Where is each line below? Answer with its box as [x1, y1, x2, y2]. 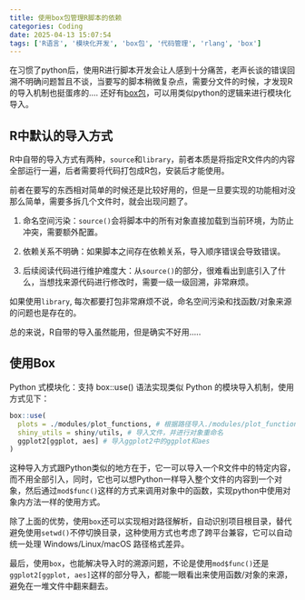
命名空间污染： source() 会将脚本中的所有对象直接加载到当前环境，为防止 [22, 215, 295, 226]
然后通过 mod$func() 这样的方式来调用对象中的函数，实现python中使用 [25, 485, 283, 496]
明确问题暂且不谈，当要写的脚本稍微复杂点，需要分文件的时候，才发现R [25, 76, 293, 87]
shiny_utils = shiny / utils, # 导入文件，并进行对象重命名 [17, 428, 224, 437]
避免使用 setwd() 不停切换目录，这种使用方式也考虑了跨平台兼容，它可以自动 [9, 527, 293, 538]
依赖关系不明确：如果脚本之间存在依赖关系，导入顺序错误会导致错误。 [22, 246, 286, 257]
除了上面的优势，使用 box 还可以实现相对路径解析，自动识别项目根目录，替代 [9, 515, 292, 527]
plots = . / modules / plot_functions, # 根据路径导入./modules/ [17, 419, 246, 428]
